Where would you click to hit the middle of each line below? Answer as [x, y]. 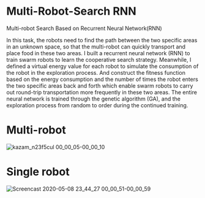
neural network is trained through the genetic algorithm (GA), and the [94, 99]
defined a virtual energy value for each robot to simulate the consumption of [102, 66]
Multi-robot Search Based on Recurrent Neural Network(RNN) [84, 28]
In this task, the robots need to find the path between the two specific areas [102, 40]
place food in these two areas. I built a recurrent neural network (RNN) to [98, 53]
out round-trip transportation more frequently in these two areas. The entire [102, 92]
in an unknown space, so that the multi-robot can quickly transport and [96, 47]
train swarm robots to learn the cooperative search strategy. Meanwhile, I [99, 59]
